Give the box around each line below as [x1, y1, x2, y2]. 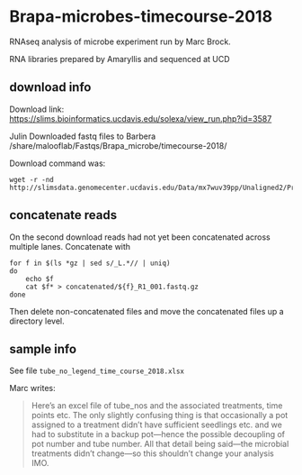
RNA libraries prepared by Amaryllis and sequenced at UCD [9, 53, 231, 64]
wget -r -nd [9, 175, 54, 184]
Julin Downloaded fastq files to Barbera [9, 131, 156, 142]
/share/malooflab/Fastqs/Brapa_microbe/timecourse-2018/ [9, 140, 227, 151]
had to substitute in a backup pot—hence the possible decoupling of [31, 429, 286, 440]
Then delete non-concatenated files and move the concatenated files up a [9, 306, 285, 316]
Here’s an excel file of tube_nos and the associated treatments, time [31, 400, 283, 411]
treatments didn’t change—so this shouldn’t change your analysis [31, 448, 274, 459]
